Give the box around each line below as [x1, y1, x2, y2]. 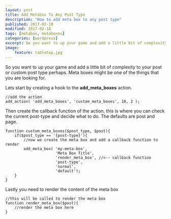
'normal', [55, 164, 76, 169]
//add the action [5, 95, 42, 100]
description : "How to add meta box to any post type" [5, 17, 122, 22]
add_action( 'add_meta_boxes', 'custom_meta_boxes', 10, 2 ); [5, 99, 140, 104]
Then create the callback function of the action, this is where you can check [5, 108, 165, 114]
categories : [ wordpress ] [5, 36, 58, 41]
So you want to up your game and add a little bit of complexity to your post [5, 64, 162, 70]
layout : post [5, 7, 33, 13]
